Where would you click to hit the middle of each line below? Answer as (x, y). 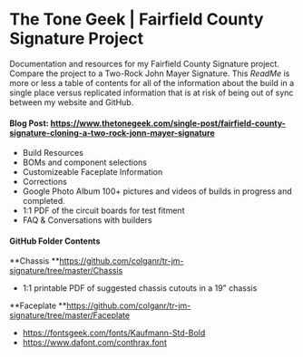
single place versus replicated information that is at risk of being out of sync (151, 92)
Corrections (45, 182)
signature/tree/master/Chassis (66, 271)
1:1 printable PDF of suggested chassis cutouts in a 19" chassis (140, 288)
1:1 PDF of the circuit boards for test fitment (103, 211)
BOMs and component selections (85, 162)
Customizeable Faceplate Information (93, 172)
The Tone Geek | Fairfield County (137, 19)
